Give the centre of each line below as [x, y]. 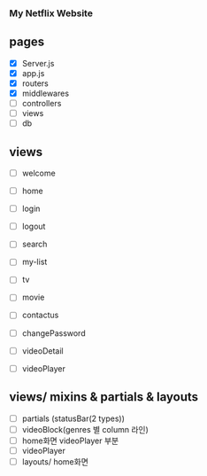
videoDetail [42, 351]
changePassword [54, 333]
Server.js [38, 63]
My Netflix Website [51, 13]
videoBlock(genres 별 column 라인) [85, 429]
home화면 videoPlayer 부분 [70, 441]
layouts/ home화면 [55, 461]
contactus [40, 315]
